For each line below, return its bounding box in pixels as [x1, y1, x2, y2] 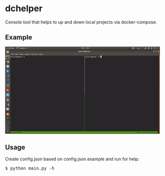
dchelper [5, 3, 43, 14]
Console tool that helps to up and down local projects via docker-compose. [5, 19, 157, 25]
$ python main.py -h [5, 166, 55, 171]
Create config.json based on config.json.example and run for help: [5, 156, 139, 162]
